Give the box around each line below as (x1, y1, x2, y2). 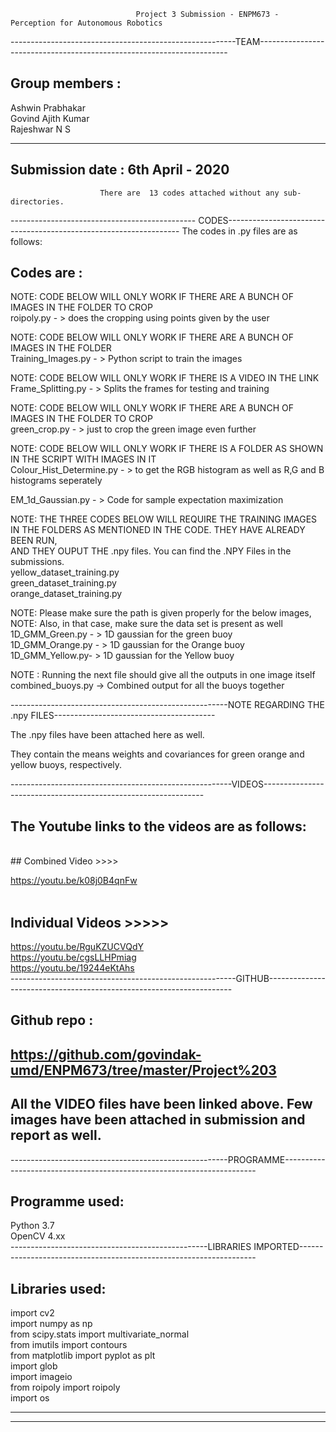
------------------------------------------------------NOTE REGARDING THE (10, 699, 325, 711)
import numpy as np (10, 1318, 93, 1330)
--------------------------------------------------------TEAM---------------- (10, 36, 325, 47)
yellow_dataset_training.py (10, 566, 120, 579)
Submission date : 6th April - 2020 (10, 161, 230, 179)
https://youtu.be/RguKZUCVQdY (10, 941, 144, 953)
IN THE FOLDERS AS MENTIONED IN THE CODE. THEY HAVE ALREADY (10, 524, 306, 536)
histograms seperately (10, 475, 103, 487)
